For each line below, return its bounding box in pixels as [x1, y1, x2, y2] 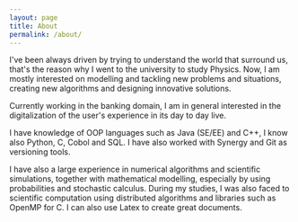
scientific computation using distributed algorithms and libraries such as [9, 192, 276, 203]
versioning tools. [9, 147, 71, 157]
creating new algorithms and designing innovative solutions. [9, 83, 232, 94]
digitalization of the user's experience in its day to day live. [9, 110, 227, 121]
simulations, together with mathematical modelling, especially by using [9, 173, 271, 184]
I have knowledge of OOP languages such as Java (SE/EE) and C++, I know [9, 128, 289, 138]
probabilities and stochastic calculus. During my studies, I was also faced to [9, 183, 290, 194]
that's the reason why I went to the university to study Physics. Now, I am [9, 64, 280, 75]
